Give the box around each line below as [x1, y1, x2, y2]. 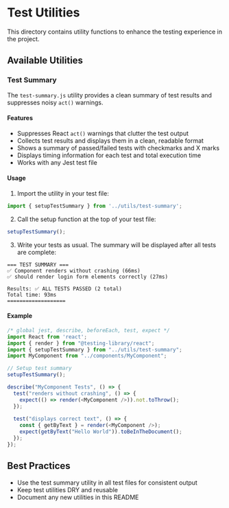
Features [7, 114, 33, 122]
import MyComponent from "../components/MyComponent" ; [7, 352, 167, 360]
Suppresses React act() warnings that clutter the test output [16, 129, 189, 137]
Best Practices [7, 460, 71, 472]
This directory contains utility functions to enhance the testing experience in [7, 27, 223, 36]
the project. [7, 34, 40, 43]
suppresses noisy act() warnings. [7, 98, 104, 106]
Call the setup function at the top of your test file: [16, 215, 156, 223]
